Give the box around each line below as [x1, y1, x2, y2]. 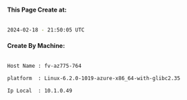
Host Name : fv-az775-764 [7, 62, 81, 70]
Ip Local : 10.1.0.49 [7, 88, 72, 95]
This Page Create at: [7, 5, 67, 14]
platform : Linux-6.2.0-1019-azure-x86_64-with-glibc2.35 [7, 75, 181, 82]
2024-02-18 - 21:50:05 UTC [7, 27, 85, 34]
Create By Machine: [7, 41, 66, 49]
